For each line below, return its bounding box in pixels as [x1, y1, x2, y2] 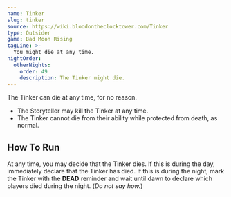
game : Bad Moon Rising [7, 36, 73, 43]
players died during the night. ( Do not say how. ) [7, 182, 143, 190]
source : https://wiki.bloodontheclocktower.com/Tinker [7, 23, 169, 30]
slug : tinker [7, 17, 45, 24]
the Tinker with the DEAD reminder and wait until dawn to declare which [7, 174, 213, 183]
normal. [17, 122, 39, 130]
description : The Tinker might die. [19, 74, 126, 82]
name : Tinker [7, 10, 45, 17]
